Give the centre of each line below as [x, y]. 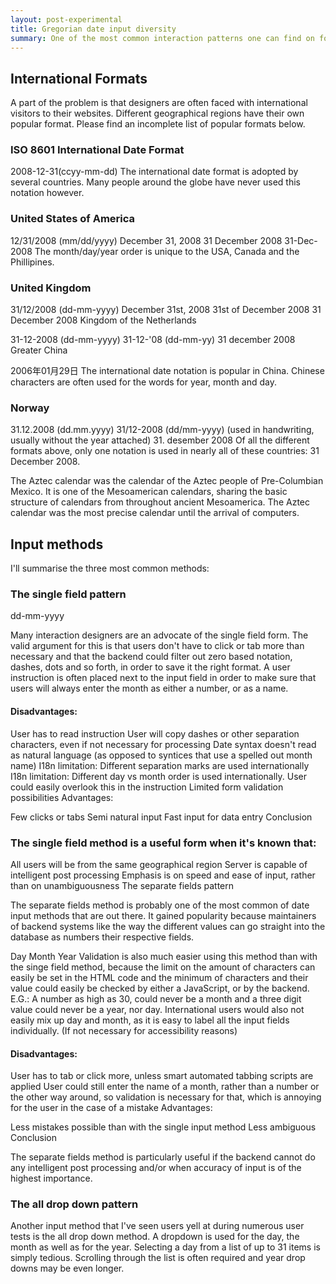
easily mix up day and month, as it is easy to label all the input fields [150, 1020]
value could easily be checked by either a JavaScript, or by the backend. [160, 988]
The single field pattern [68, 594]
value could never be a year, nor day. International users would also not [157, 1009]
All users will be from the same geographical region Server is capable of [159, 864]
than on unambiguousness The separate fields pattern [122, 885]
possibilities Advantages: [62, 797]
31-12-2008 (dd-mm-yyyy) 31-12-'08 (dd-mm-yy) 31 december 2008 [153, 340]
